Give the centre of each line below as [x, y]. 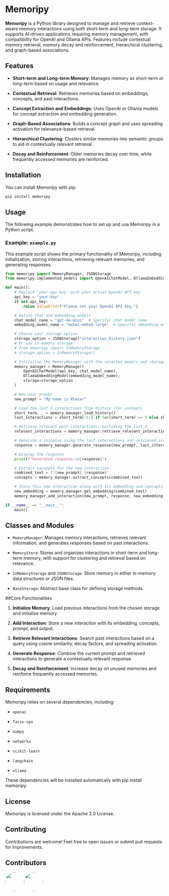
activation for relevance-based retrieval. [54, 129]
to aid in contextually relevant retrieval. [53, 144]
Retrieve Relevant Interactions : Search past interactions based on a [83, 638]
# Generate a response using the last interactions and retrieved [85, 441]
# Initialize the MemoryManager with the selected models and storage [90, 362]
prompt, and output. [33, 628]
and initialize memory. [35, 613]
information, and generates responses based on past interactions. [81, 543]
